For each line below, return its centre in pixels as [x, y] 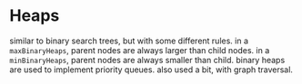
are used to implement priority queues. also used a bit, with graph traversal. [151, 70]
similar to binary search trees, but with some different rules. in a [129, 41]
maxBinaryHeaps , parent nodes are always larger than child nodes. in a [140, 50]
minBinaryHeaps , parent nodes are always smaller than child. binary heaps [147, 60]
